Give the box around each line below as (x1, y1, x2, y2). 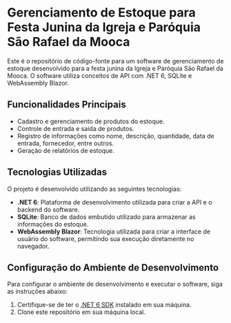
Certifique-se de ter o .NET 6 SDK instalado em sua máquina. (17, 301, 192, 309)
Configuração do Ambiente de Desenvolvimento (7, 262, 219, 273)
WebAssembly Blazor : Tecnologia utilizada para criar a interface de (17, 227, 211, 236)
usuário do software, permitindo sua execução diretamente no (17, 234, 194, 242)
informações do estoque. (17, 220, 89, 228)
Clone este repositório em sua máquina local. (17, 308, 146, 316)
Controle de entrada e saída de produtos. (17, 124, 134, 132)
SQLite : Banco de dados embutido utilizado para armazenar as (17, 212, 196, 221)
